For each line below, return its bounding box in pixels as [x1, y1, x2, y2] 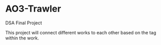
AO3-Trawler [5, 3, 61, 15]
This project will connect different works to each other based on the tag [5, 29, 156, 35]
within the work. [5, 35, 39, 41]
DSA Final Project [5, 20, 42, 26]
